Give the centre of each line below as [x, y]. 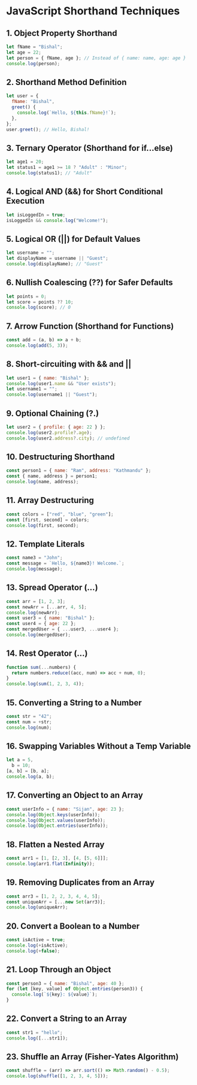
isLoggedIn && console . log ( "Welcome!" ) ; [57, 220]
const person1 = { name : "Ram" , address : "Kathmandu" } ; [79, 471]
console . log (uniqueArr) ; [37, 907]
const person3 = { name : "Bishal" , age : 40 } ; [65, 983]
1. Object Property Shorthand [62, 33]
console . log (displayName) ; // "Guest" [54, 264]
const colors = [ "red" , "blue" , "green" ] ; [60, 514]
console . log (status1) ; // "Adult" [49, 173]
